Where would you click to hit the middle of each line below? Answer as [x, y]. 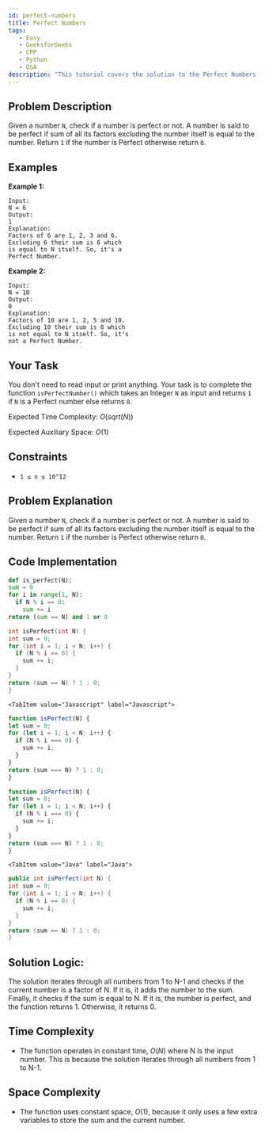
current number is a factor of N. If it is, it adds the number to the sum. [121, 990]
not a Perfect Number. [45, 342]
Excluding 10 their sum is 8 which [67, 327]
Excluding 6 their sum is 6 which [65, 243]
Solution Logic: [46, 963]
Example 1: [26, 186]
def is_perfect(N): [40, 580]
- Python [33, 60]
